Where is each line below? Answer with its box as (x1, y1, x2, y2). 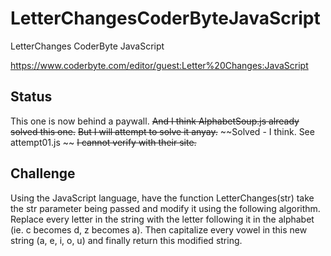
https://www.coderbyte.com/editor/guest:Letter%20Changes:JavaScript (10, 59, 309, 71)
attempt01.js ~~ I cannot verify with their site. (10, 136, 197, 148)
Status (10, 88, 53, 106)
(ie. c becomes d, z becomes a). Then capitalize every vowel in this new (10, 223, 308, 236)
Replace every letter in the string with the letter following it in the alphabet (10, 213, 315, 225)
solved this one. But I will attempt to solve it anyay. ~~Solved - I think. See (10, 125, 315, 137)
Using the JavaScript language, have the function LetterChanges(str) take (10, 192, 315, 204)
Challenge (10, 165, 76, 182)
